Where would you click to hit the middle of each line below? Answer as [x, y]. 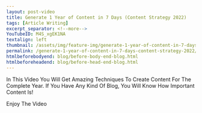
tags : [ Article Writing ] [37, 23]
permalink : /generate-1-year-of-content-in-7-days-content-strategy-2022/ [102, 51]
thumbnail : [20, 46]
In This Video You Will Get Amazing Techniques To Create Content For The [99, 79]
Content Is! [20, 92]
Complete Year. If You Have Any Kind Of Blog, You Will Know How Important [100, 85]
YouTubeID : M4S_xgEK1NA [36, 34]
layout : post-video [31, 12]
